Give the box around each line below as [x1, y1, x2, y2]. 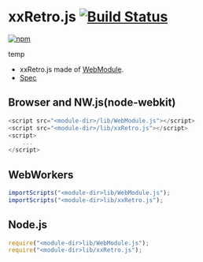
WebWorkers [8, 168, 74, 182]
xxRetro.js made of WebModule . [19, 64, 124, 74]
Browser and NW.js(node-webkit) [8, 95, 176, 110]
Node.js [8, 218, 48, 232]
